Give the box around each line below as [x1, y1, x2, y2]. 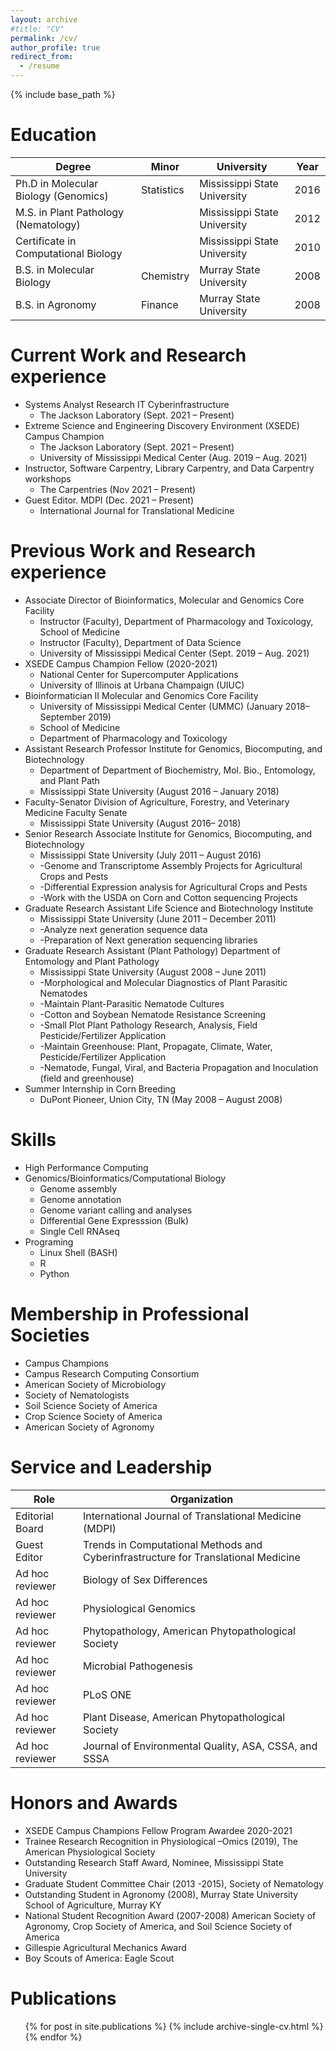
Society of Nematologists [24, 1389, 130, 1401]
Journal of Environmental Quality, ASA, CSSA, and [83, 1739, 318, 1753]
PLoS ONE [83, 1687, 132, 1701]
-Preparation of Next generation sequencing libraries [39, 934, 258, 946]
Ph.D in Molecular [15, 176, 99, 190]
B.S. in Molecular [15, 262, 95, 276]
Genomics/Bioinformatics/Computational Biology [24, 1172, 227, 1184]
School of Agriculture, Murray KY [24, 1899, 162, 1911]
